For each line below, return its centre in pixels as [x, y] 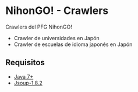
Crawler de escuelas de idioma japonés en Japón [73, 44]
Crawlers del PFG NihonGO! [39, 27]
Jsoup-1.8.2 [28, 83]
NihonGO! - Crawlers [57, 11]
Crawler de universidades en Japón [56, 38]
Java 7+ [24, 76]
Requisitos [25, 63]
